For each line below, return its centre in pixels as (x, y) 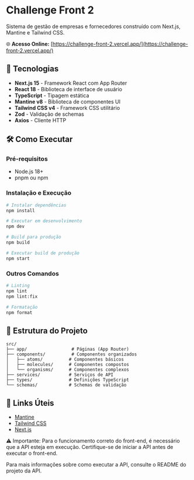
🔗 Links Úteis (30, 403)
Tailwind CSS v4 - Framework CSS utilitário (67, 108)
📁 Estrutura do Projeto (47, 331)
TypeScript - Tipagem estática (52, 95)
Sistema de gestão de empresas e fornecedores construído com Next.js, (93, 26)
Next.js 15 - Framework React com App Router (71, 83)
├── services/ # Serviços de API (60, 375)
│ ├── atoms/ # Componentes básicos (65, 360)
